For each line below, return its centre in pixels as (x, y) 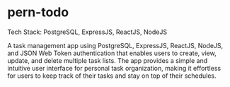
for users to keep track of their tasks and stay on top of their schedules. (112, 76)
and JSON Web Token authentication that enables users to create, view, (112, 53)
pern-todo (38, 12)
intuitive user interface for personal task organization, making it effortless (114, 68)
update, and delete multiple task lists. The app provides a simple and (108, 60)
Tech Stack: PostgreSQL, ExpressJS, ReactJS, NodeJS (87, 32)
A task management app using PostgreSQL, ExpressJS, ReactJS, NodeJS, (115, 45)
